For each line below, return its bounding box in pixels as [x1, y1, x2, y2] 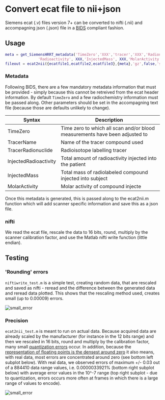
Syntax [23, 116, 41, 123]
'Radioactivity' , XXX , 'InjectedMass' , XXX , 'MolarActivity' [38, 56, 162, 62]
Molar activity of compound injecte [60, 183, 141, 190]
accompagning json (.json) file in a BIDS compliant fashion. [5, 25, 124, 30]
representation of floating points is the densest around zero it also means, [5, 349, 155, 355]
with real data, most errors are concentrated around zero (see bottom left [5, 354, 153, 360]
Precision [5, 317, 28, 324]
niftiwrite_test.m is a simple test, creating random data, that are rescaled [5, 279, 157, 285]
